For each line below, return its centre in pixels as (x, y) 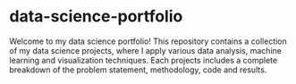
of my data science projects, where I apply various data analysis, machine (145, 50)
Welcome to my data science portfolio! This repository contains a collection (148, 41)
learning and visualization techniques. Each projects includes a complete (144, 60)
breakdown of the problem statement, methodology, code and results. (138, 70)
